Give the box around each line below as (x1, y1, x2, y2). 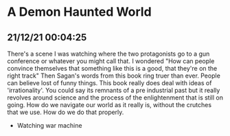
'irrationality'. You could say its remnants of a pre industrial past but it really (7, 87, 220, 94)
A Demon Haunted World (7, 4, 152, 20)
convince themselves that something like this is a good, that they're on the (7, 65, 218, 72)
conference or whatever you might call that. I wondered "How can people (7, 57, 215, 65)
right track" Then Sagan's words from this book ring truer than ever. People (7, 71, 221, 80)
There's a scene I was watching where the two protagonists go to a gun (7, 49, 210, 58)
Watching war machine (16, 122, 82, 129)
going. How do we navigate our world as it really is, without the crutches (7, 101, 211, 109)
